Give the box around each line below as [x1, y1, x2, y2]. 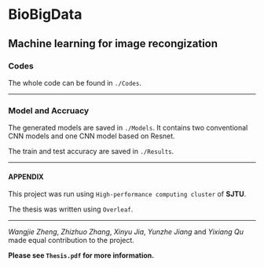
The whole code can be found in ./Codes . [8, 78, 141, 87]
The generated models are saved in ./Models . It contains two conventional [8, 123, 248, 133]
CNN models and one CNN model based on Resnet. [8, 131, 175, 141]
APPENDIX [8, 171, 45, 182]
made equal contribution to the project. [8, 236, 135, 245]
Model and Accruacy [8, 105, 90, 116]
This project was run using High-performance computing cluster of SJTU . [8, 189, 247, 199]
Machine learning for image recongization [8, 37, 218, 50]
